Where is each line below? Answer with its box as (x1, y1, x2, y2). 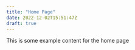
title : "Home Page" (6, 9, 56, 15)
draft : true (6, 20, 36, 26)
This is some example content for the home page (6, 37, 130, 45)
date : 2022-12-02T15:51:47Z (6, 15, 78, 21)
